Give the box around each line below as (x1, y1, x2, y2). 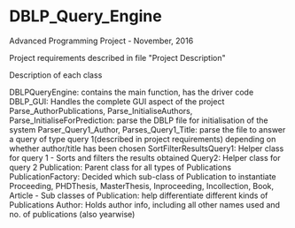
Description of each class (9, 69, 103, 80)
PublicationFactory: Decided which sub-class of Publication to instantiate (9, 171, 276, 182)
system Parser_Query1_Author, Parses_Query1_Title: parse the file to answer (9, 124, 286, 134)
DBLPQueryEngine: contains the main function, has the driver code (9, 87, 254, 97)
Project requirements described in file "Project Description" (9, 52, 226, 63)
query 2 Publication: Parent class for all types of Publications (9, 162, 232, 172)
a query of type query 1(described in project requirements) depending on (9, 133, 276, 144)
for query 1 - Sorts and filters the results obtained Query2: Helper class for (9, 152, 281, 163)
